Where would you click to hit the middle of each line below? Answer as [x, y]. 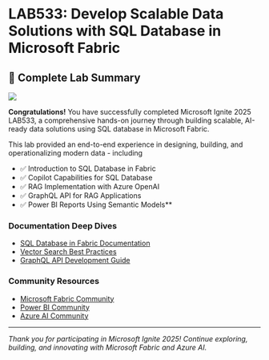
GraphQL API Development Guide [75, 261]
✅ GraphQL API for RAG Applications [80, 196]
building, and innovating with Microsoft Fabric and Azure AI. [108, 347]
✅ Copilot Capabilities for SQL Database [86, 178]
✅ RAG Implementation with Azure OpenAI [90, 186]
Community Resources [54, 281]
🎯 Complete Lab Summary [74, 77]
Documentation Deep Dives [63, 225]
